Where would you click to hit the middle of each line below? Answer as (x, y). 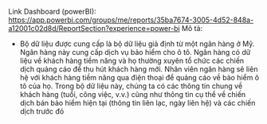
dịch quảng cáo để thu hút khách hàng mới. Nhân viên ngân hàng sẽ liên (139, 69)
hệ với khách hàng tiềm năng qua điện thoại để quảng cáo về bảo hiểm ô (139, 77)
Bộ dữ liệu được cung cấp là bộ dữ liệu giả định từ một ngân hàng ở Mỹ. (137, 44)
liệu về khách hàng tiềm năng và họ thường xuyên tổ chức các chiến (132, 60)
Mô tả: (192, 28)
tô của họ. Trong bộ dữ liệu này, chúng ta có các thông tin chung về (131, 86)
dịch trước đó (42, 111)
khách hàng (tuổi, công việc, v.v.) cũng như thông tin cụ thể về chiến (133, 94)
